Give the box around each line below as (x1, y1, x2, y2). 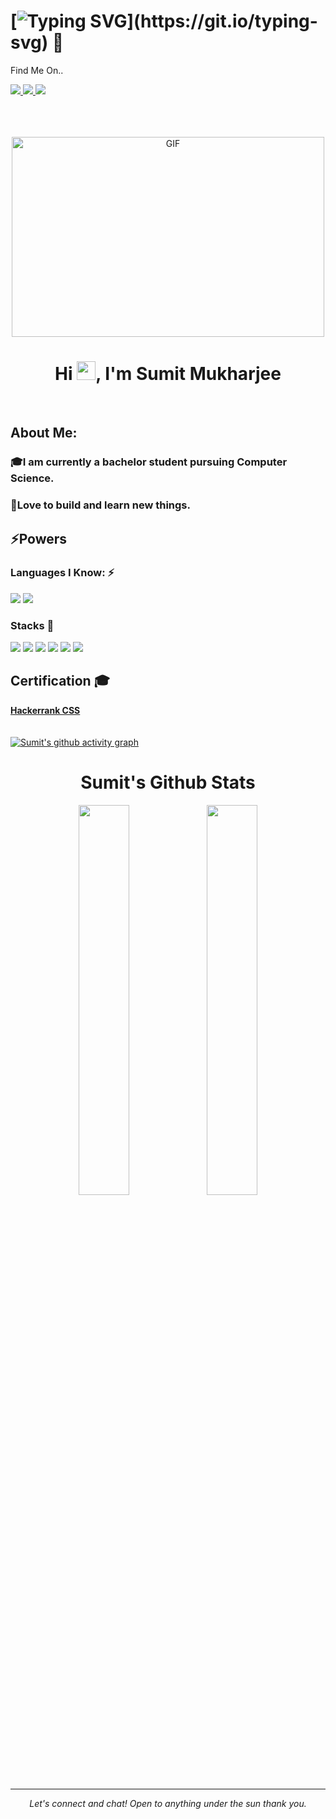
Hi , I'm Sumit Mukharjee (54, 363, 282, 385)
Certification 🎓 (10, 673, 110, 690)
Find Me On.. (10, 64, 64, 76)
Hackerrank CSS (10, 704, 81, 716)
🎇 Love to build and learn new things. (10, 498, 191, 512)
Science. (10, 471, 55, 485)
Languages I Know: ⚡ (10, 566, 115, 580)
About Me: (10, 425, 78, 442)
